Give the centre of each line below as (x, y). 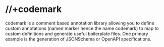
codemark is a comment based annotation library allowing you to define (80, 23)
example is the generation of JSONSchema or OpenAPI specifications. (78, 39)
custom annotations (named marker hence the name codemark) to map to (82, 28)
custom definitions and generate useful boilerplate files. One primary (77, 33)
